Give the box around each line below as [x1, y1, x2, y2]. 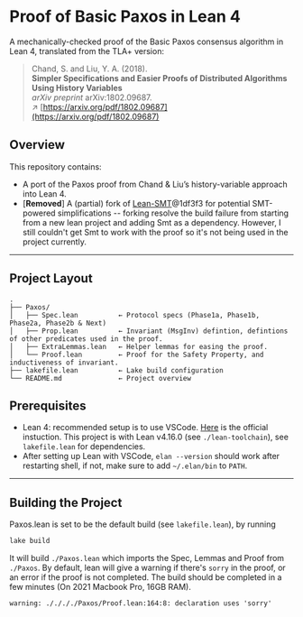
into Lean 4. [22, 188, 68, 199]
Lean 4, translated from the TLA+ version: [9, 45, 165, 56]
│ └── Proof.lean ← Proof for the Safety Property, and [9, 350, 264, 359]
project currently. [22, 236, 87, 247]
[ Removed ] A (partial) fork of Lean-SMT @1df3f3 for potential [22, 198, 251, 208]
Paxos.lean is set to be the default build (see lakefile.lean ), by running [9, 519, 277, 530]
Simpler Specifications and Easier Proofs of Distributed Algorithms [31, 72, 288, 83]
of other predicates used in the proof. [9, 334, 164, 344]
